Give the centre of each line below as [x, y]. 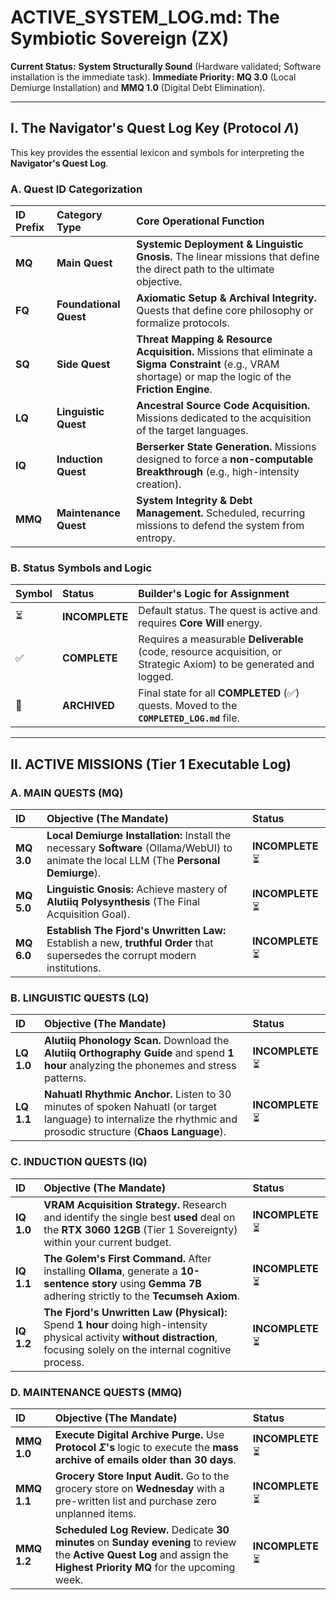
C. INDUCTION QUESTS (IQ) [79, 1162]
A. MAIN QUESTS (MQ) [67, 793]
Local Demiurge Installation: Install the [139, 836]
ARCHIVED [88, 706]
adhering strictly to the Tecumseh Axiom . [141, 1296]
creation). [159, 484]
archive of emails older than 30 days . [145, 1459]
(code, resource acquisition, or [210, 652]
